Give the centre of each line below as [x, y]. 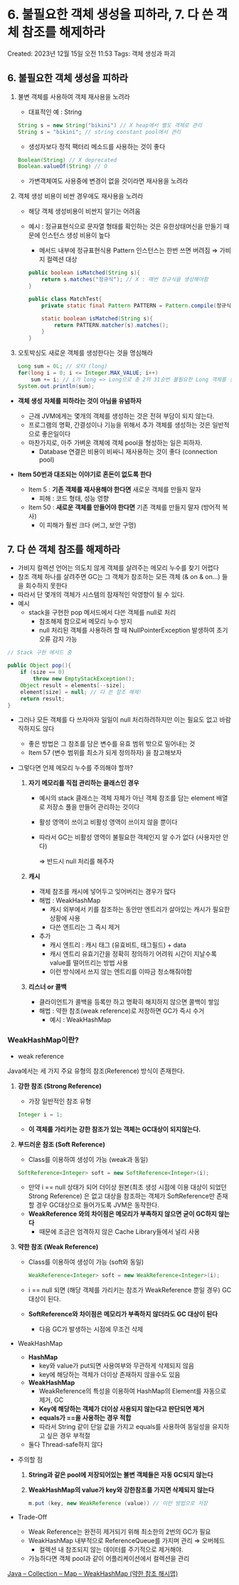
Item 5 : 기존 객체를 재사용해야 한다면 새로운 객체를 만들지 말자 [115, 489]
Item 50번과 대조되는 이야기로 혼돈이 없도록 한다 [84, 474]
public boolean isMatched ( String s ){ [84, 273]
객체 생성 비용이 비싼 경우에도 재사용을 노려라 [80, 196]
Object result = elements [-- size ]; [73, 685]
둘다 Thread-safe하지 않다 [65, 1445]
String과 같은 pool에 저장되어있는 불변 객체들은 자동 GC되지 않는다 [121, 1475]
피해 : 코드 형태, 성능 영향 [74, 498]
